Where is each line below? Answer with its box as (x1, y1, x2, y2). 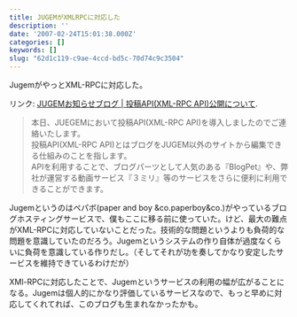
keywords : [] (9, 46, 58, 55)
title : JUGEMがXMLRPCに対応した (9, 12, 121, 22)
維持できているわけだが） (39, 258, 134, 268)
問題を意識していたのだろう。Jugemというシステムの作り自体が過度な (9, 236, 266, 246)
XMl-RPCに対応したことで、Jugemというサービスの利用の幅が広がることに (9, 276, 285, 287)
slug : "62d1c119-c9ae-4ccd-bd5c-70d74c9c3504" (9, 54, 184, 63)
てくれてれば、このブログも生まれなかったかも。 (24, 298, 203, 309)
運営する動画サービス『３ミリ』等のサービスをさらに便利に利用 (46, 173, 280, 182)
